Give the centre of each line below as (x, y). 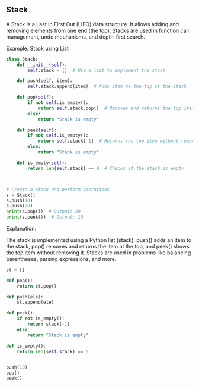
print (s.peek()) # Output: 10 (45, 217)
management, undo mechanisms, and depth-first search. (76, 37)
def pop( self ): (36, 97)
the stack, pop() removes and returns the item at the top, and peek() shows (98, 246)
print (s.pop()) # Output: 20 (44, 212)
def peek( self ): (37, 130)
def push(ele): (25, 297)
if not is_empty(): (41, 319)
